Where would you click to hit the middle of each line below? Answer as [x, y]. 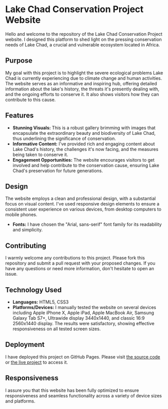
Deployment [25, 345]
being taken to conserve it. [40, 155]
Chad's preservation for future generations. [58, 171]
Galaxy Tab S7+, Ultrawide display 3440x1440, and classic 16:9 [78, 318]
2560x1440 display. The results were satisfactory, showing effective [83, 323]
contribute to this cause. [31, 99]
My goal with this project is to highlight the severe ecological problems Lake [84, 73]
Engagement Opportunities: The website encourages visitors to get [83, 160]
